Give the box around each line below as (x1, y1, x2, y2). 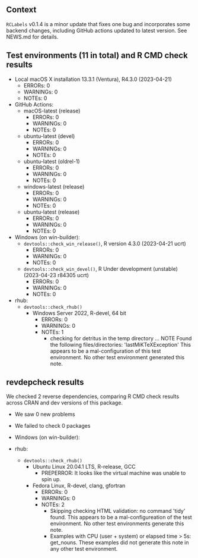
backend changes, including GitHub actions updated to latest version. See (6, 27, 187, 34)
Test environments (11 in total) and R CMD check (6, 51, 188, 61)
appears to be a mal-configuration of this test (50, 347, 161, 355)
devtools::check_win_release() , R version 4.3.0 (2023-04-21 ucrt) (23, 240, 187, 247)
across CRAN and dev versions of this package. (6, 399, 123, 406)
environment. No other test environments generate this (50, 520, 184, 527)
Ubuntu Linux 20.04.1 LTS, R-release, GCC (32, 463, 136, 471)
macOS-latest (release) (23, 107, 81, 114)
